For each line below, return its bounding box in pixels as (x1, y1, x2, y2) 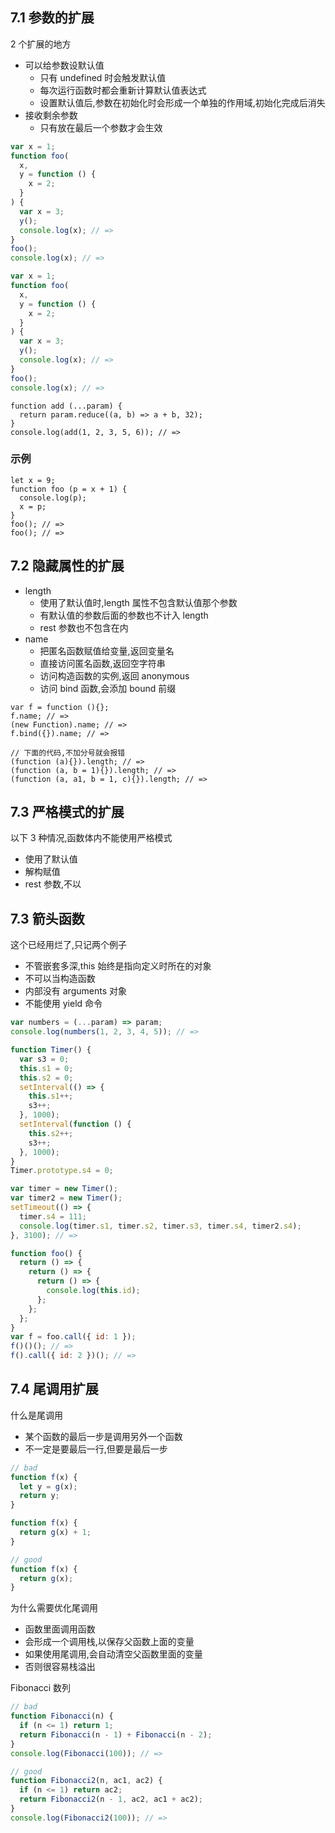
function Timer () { (10, 1045, 92, 1055)
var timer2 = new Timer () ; (10, 1193, 123, 1203)
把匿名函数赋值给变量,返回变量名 (39, 644, 175, 657)
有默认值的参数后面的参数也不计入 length (39, 609, 209, 621)
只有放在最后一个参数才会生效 (39, 121, 163, 133)
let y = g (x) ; (19, 1481, 78, 1492)
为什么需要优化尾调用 (10, 1602, 98, 1614)
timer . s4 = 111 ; (19, 1211, 87, 1222)
